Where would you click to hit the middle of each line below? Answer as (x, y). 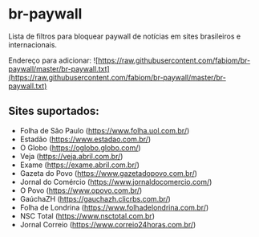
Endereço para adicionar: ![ (53, 60)
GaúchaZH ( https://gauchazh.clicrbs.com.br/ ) (95, 198)
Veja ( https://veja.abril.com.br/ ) (71, 156)
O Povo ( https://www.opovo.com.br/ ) (81, 190)
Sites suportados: (54, 111)
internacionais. (33, 44)
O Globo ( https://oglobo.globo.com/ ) (81, 147)
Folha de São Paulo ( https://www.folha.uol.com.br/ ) (105, 130)
